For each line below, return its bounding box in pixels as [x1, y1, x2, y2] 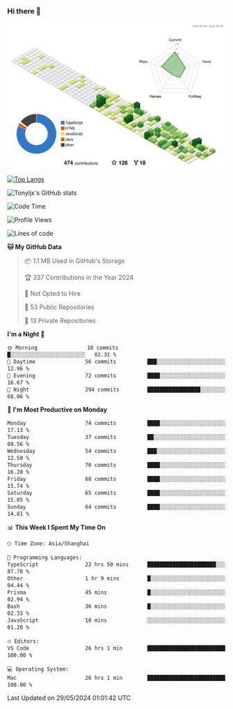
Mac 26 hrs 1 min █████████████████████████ [7, 675, 226, 682]
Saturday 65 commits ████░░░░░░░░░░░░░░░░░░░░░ [7, 490, 226, 497]
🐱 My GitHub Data [7, 243, 63, 251]
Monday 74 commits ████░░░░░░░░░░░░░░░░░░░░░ [7, 420, 226, 427]
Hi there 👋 [7, 6, 42, 16]
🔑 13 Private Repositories [24, 317, 96, 325]
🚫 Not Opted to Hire [24, 290, 81, 298]
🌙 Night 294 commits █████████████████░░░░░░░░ [7, 387, 226, 394]
